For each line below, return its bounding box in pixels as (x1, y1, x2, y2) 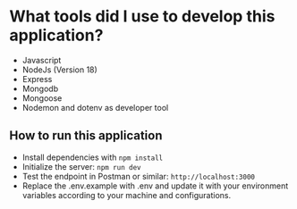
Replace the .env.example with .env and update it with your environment (21, 180, 289, 191)
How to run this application (9, 128, 163, 144)
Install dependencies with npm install (21, 152, 164, 163)
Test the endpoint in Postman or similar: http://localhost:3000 (21, 171, 255, 181)
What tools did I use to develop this (9, 6, 276, 27)
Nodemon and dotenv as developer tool (21, 102, 169, 113)
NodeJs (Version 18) (21, 64, 98, 75)
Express (21, 73, 53, 84)
